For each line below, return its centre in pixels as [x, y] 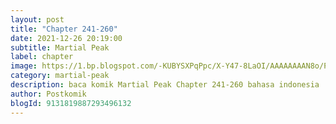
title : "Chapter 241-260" [64, 29]
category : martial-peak [60, 76]
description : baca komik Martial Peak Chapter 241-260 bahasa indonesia [165, 85]
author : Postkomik [48, 94]
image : [24, 66]
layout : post [37, 19]
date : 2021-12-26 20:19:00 [66, 38]
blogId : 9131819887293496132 [71, 103]
